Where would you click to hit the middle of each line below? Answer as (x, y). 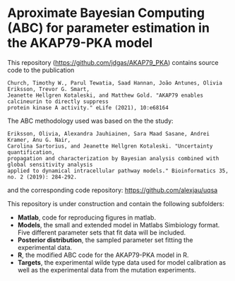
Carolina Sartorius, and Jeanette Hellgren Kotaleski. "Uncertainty (110, 146)
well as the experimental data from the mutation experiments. (107, 270)
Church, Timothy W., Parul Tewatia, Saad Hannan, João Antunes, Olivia (115, 83)
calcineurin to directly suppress (58, 101)
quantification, (31, 152)
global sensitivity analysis (50, 165)
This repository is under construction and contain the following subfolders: (116, 203)
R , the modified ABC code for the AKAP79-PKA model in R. (103, 255)
